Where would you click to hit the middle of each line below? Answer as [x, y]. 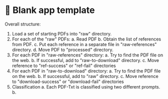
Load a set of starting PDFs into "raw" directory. [62, 33]
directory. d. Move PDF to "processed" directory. [63, 49]
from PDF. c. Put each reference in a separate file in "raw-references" [84, 44]
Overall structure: [23, 24]
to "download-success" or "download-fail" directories [68, 81]
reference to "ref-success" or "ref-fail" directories [64, 65]
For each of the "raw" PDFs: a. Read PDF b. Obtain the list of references [87, 39]
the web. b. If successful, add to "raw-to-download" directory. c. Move [86, 60]
